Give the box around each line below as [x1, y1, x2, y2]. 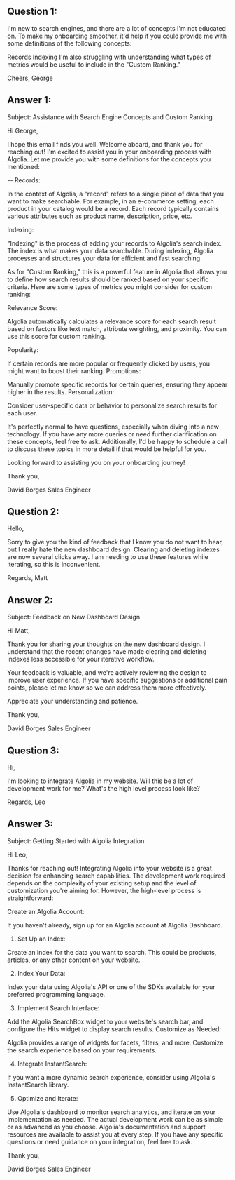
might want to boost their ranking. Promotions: [7, 366, 141, 375]
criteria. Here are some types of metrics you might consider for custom [7, 282, 213, 290]
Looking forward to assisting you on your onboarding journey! [7, 458, 185, 467]
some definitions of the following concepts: [7, 39, 132, 48]
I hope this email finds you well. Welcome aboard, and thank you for [7, 140, 203, 148]
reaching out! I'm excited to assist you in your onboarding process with [7, 147, 212, 156]
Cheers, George [7, 74, 54, 82]
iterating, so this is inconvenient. [7, 561, 101, 569]
